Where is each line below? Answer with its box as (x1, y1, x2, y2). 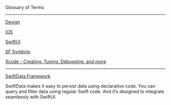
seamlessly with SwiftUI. (5, 94, 57, 100)
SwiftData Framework (5, 73, 51, 79)
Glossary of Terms (5, 5, 44, 10)
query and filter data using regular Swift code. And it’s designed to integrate (5, 89, 164, 94)
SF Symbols (5, 48, 31, 55)
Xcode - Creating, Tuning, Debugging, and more (5, 59, 106, 64)
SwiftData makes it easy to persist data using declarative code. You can (5, 83, 156, 89)
